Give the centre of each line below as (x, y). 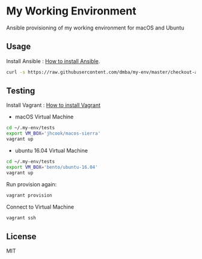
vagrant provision (29, 195)
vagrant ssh (21, 218)
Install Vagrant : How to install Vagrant (54, 105)
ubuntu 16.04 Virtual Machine (51, 151)
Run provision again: (32, 184)
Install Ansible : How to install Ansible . (53, 61)
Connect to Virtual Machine (40, 207)
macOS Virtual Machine (44, 117)
